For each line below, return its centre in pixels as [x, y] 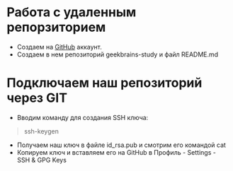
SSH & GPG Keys [41, 160]
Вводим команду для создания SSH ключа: [83, 117]
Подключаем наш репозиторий [104, 83]
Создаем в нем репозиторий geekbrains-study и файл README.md [118, 54]
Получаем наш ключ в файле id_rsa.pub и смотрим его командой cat [121, 145]
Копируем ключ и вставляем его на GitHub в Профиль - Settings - [116, 152]
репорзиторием [56, 27]
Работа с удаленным [72, 12]
